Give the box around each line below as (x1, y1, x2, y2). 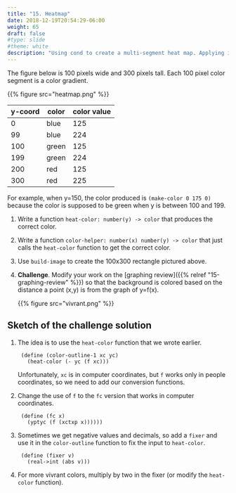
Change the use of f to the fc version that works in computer (17, 391, 195, 399)
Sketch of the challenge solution (7, 319, 152, 331)
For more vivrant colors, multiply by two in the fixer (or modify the (17, 470, 209, 479)
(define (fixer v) (20, 452, 75, 459)
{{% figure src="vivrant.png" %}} (17, 299, 114, 307)
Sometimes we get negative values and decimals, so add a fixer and (17, 430, 218, 440)
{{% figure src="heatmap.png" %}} (7, 89, 110, 98)
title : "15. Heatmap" (7, 10, 71, 18)
